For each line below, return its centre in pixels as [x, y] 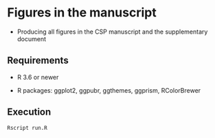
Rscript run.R [27, 128]
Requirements [38, 61]
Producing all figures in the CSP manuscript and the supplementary [112, 32]
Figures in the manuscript [82, 13]
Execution [29, 112]
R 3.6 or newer [38, 77]
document [32, 38]
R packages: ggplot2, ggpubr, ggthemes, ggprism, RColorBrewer [109, 90]
